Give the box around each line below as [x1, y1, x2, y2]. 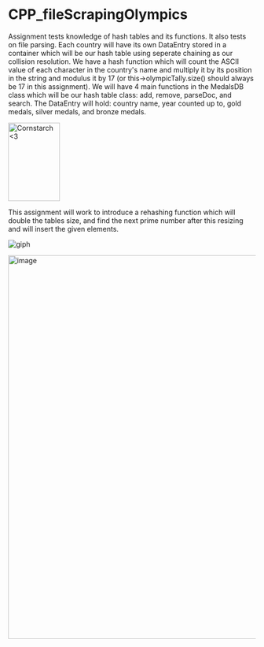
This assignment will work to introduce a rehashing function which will [8, 207, 236, 217]
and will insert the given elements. [8, 224, 119, 233]
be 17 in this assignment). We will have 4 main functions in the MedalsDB [8, 81, 244, 91]
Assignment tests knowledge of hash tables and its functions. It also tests [8, 32, 247, 41]
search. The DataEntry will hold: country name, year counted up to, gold [8, 99, 242, 108]
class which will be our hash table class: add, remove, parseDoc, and [8, 90, 232, 99]
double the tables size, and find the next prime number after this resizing [8, 215, 244, 225]
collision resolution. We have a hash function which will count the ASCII [8, 57, 240, 66]
